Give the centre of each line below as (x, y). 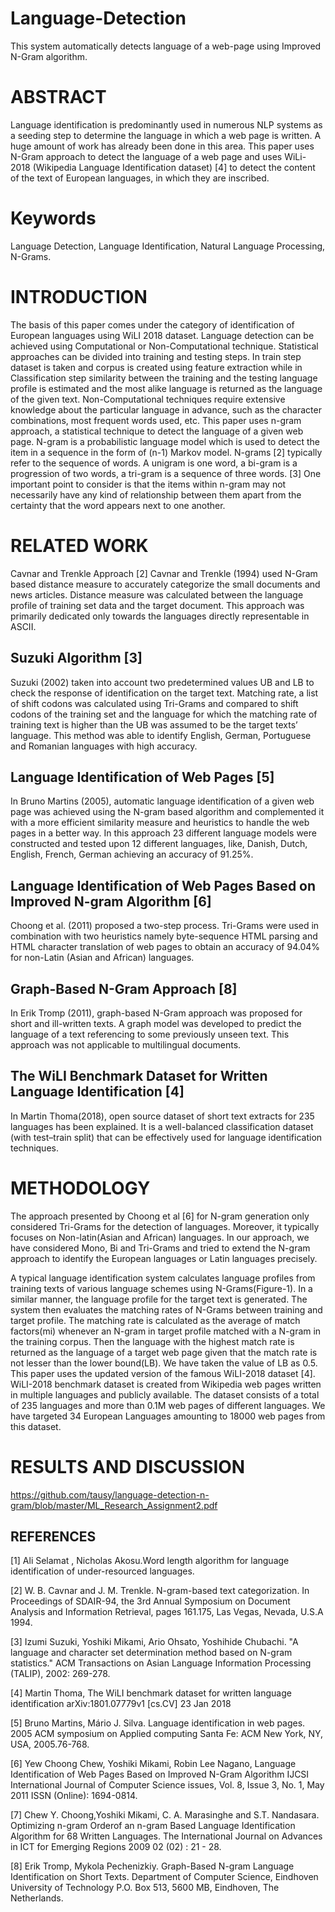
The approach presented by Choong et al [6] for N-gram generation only (160, 1216)
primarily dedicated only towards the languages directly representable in (160, 616)
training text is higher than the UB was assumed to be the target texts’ (154, 724)
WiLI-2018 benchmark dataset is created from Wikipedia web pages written (166, 1384)
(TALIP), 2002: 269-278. (60, 1674)
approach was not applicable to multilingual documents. (126, 1044)
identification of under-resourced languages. (102, 1571)
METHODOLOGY (80, 1188)
